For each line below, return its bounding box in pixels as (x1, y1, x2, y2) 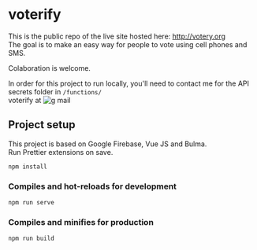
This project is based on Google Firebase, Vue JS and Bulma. (8, 139, 207, 149)
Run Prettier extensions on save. (8, 147, 114, 156)
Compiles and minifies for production (8, 216, 154, 227)
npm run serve (8, 199, 55, 207)
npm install (8, 163, 47, 171)
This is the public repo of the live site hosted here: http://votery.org (8, 31, 226, 41)
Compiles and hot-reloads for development (8, 181, 177, 192)
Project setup (8, 118, 76, 131)
